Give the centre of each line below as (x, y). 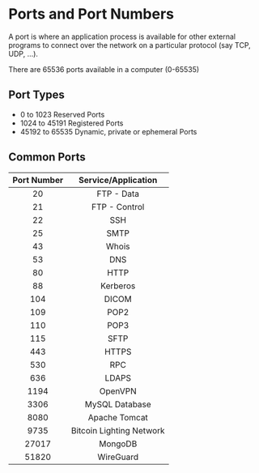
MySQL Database (118, 404)
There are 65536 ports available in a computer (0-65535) (104, 69)
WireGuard (118, 457)
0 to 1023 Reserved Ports (62, 114)
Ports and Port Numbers (91, 14)
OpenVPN (118, 391)
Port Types (36, 95)
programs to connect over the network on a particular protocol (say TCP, (129, 45)
